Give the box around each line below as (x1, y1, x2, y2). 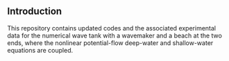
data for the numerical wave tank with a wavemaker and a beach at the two (7, 31, 222, 40)
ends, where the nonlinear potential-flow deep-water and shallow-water (7, 38, 214, 47)
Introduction (7, 6, 62, 17)
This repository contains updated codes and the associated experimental (7, 24, 217, 32)
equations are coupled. (7, 46, 74, 54)
